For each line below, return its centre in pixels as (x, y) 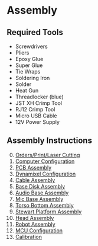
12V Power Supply (37, 122)
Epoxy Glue (29, 59)
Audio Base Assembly (42, 193)
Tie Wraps (28, 71)
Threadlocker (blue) (39, 97)
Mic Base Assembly (39, 199)
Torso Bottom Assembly (45, 205)
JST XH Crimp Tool (39, 103)
